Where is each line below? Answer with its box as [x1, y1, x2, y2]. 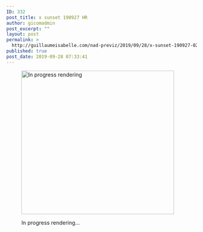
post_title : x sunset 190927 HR [6, 14, 88, 20]
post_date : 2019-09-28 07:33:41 [6, 54, 88, 60]
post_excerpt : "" [6, 25, 50, 32]
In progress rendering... [21, 219, 80, 226]
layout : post [6, 31, 39, 37]
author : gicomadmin [6, 20, 56, 26]
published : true [6, 48, 47, 54]
